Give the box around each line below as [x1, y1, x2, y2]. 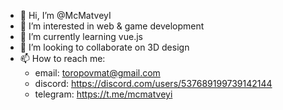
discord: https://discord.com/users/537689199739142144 [34, 78, 273, 89]
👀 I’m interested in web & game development [19, 20, 205, 32]
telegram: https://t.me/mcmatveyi [34, 88, 173, 100]
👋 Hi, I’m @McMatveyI [19, 10, 112, 21]
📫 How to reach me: [19, 53, 106, 64]
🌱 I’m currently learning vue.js [19, 31, 143, 42]
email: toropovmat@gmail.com [34, 67, 161, 79]
